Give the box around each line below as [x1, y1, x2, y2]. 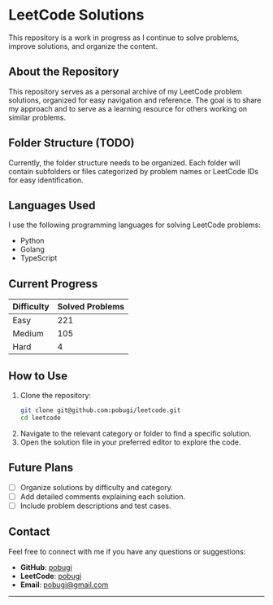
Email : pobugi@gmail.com [19, 580, 109, 590]
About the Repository [8, 65, 119, 79]
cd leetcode [19, 414, 61, 422]
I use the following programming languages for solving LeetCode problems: [8, 220, 262, 230]
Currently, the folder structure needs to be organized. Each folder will [8, 157, 241, 168]
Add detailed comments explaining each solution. [19, 491, 186, 502]
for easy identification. [8, 175, 84, 185]
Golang [19, 244, 45, 254]
